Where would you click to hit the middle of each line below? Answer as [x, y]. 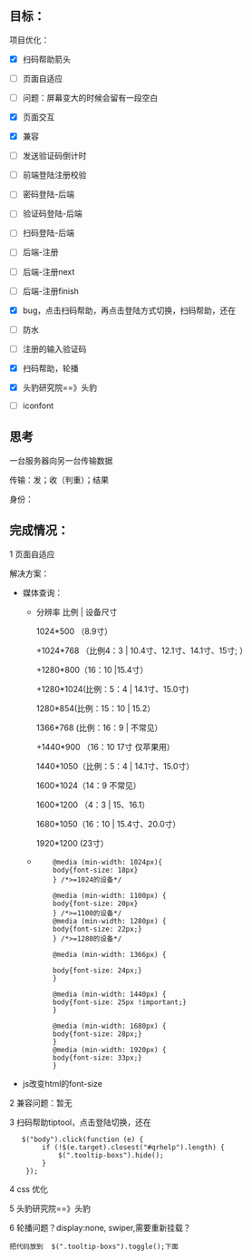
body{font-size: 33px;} [97, 1058]
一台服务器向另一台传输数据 [61, 460]
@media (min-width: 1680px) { [110, 1026]
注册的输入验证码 [54, 348]
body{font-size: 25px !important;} [120, 1002]
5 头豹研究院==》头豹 [50, 1208]
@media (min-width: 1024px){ [108, 862]
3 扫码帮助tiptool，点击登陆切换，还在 [80, 1122]
